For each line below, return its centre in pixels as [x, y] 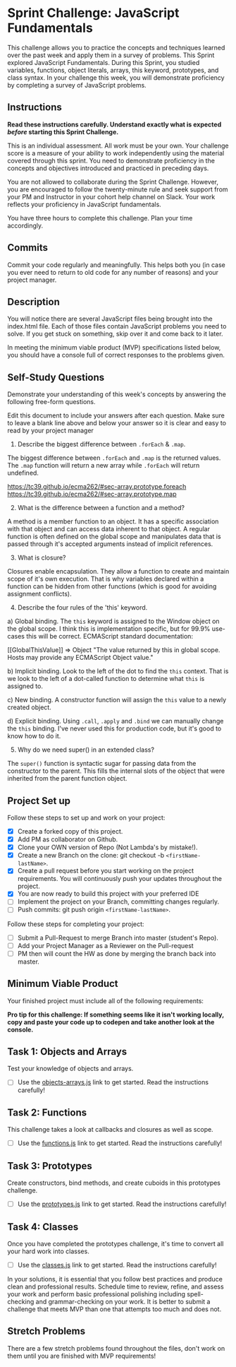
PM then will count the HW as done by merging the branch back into [117, 953]
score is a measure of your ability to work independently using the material [116, 153]
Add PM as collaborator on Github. [68, 839]
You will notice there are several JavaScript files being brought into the [110, 319]
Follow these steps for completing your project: [76, 924]
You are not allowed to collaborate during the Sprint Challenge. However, [113, 182]
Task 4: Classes [43, 1227]
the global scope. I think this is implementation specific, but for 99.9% [109, 629]
